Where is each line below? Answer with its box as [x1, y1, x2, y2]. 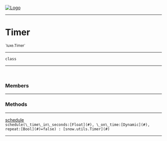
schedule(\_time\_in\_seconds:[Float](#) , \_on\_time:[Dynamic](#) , [5, 122, 150, 127]
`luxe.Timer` [5, 43, 26, 48]
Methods [5, 101, 27, 108]
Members [5, 82, 29, 89]
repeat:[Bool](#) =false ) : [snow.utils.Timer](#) [5, 127, 110, 132]
